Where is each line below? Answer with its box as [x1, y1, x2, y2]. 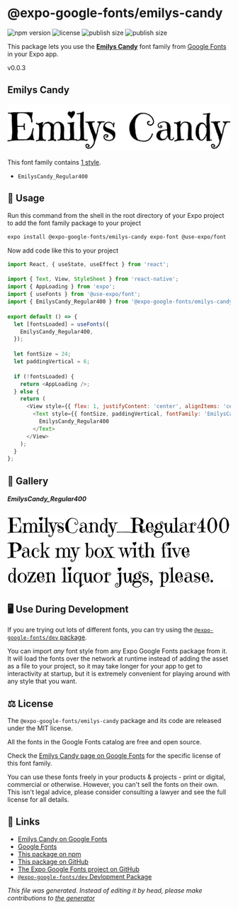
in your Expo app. [7, 50, 59, 58]
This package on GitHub [17, 857, 89, 866]
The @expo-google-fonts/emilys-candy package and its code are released [7, 717, 222, 725]
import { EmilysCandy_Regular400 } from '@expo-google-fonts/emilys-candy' [7, 298, 236, 306]
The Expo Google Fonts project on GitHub [17, 864, 140, 874]
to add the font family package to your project [7, 219, 142, 227]
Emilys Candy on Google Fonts [17, 834, 108, 843]
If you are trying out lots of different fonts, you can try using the [7, 626, 193, 634]
